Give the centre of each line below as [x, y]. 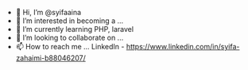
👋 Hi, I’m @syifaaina [48, 12]
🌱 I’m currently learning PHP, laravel [74, 29]
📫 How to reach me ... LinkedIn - [70, 47]
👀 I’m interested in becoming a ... [70, 21]
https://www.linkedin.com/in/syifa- [183, 47]
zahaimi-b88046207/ [50, 58]
